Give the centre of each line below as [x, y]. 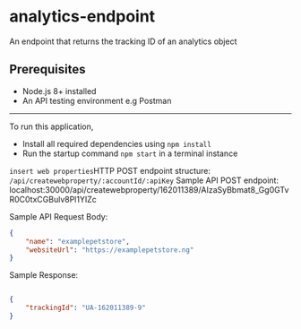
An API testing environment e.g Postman [97, 100]
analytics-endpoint [82, 17]
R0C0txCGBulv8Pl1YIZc [53, 199]
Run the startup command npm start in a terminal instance [130, 153]
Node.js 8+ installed [59, 91]
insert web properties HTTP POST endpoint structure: [110, 170]
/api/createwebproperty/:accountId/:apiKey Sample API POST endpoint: [144, 180]
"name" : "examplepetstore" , [77, 241]
